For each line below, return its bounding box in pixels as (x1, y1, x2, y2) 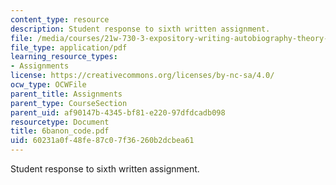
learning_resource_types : (10, 52, 118, 62)
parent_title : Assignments (10, 89, 123, 99)
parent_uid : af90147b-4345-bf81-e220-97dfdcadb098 (10, 107, 226, 118)
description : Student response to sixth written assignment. (10, 24, 271, 34)
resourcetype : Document (10, 117, 110, 127)
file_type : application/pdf (10, 42, 128, 53)
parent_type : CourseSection (10, 98, 128, 108)
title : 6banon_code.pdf (10, 126, 110, 136)
